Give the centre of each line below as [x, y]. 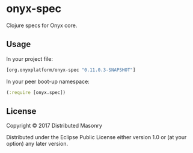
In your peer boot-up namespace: [48, 81]
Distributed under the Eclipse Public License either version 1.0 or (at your [96, 137]
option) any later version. [37, 144]
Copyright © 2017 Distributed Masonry [54, 126]
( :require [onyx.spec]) [36, 92]
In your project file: [29, 58]
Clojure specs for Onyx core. [42, 25]
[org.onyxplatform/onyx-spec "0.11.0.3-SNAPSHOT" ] [71, 70]
